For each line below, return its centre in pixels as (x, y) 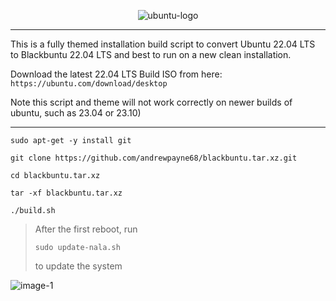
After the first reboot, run (86, 229)
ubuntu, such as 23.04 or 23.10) (76, 113)
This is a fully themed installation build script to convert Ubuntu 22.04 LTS (163, 44)
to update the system (78, 266)
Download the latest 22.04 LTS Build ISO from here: (116, 74)
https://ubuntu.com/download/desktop (89, 84)
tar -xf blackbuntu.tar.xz (66, 193)
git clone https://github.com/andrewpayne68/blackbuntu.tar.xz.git (154, 158)
